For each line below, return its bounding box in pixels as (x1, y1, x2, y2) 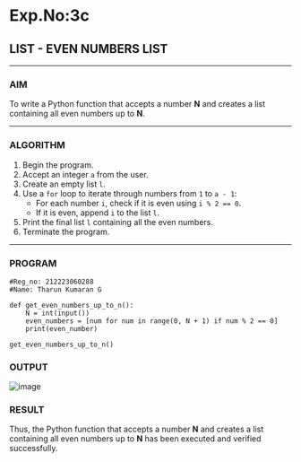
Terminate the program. (21, 226, 110, 237)
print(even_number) (25, 324, 99, 333)
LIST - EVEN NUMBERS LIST (9, 41, 168, 57)
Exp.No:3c (9, 5, 90, 26)
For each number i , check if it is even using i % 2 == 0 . (35, 197, 242, 208)
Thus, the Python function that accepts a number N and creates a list (9, 423, 264, 435)
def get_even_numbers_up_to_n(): (9, 301, 134, 309)
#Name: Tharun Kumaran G (9, 284, 102, 294)
